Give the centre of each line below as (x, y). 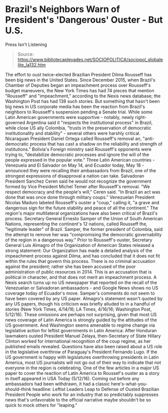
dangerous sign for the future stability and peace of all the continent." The (82, 208)
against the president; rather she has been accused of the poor (71, 266)
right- (141, 117)
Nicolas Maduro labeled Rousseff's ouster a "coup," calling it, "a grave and (82, 202)
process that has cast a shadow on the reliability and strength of (96, 144)
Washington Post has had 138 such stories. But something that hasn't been (82, 101)
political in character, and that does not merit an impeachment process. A (81, 277)
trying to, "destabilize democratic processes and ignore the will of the (77, 155)
